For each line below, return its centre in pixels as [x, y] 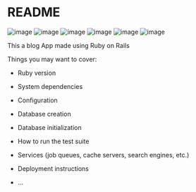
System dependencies [50, 86]
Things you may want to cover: [52, 59]
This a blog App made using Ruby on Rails [69, 45]
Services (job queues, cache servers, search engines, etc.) [103, 155]
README [34, 12]
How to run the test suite [53, 141]
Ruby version [37, 73]
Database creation [44, 114]
